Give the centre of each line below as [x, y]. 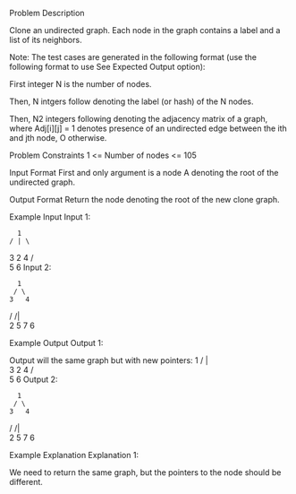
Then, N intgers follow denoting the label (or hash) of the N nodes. [131, 101]
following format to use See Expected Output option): [107, 67]
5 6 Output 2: [34, 379]
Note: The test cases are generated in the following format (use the [133, 57]
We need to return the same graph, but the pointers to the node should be [145, 472]
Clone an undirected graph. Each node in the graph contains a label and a [145, 30]
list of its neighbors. [46, 40]
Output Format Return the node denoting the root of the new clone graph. [144, 199]
